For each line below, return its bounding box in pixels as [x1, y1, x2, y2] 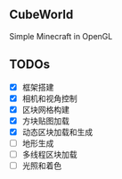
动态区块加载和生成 [21, 126, 94, 137]
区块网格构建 [21, 104, 69, 115]
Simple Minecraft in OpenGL [9, 30, 113, 41]
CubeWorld [9, 7, 74, 22]
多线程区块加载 [21, 149, 77, 159]
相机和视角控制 [21, 93, 77, 104]
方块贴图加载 [21, 115, 69, 126]
